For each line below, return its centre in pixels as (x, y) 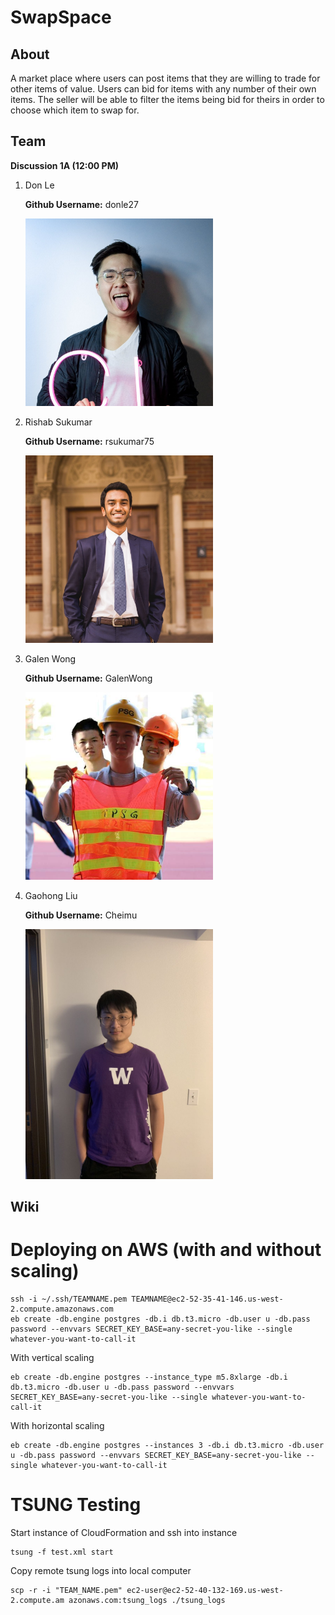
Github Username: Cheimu (81, 915)
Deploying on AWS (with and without (166, 1250)
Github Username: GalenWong (88, 678)
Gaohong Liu (51, 895)
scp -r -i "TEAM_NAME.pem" (66, 1591)
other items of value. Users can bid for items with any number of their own (163, 89)
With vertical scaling (52, 1358)
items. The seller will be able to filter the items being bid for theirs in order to (167, 99)
